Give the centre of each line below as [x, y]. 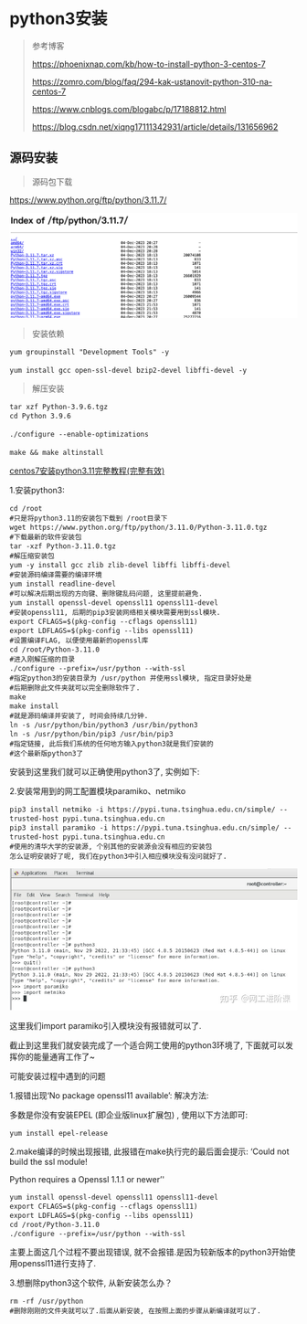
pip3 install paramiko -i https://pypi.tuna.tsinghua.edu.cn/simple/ [145, 828]
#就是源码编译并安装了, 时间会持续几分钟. [79, 716]
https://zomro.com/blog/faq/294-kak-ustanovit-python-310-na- [152, 81]
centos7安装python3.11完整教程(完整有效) [87, 471]
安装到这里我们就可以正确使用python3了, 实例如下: [105, 772]
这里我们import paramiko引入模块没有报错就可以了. [106, 1025]
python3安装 [58, 19]
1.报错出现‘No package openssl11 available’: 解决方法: [109, 1095]
